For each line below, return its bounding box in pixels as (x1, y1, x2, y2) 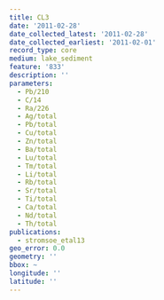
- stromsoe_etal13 (17, 236, 86, 245)
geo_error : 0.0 (9, 244, 66, 253)
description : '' (9, 71, 69, 80)
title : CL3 (9, 12, 50, 22)
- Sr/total (17, 186, 58, 195)
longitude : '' (9, 269, 62, 278)
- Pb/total (17, 121, 58, 130)
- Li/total (17, 170, 58, 178)
